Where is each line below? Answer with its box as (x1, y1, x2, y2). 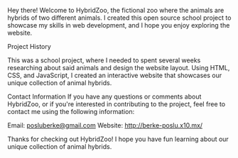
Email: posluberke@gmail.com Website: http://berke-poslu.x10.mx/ (7, 121, 203, 130)
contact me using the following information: (7, 108, 135, 115)
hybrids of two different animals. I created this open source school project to (7, 13, 232, 22)
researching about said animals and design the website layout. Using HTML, (7, 64, 230, 72)
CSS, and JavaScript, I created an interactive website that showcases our (7, 71, 222, 79)
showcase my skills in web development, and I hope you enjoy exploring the (7, 21, 230, 29)
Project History (7, 43, 51, 50)
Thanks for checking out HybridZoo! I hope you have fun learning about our (7, 135, 229, 143)
